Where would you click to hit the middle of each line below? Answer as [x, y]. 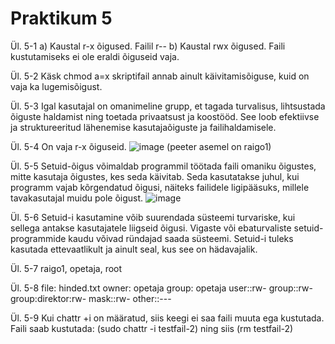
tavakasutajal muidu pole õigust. [77, 198]
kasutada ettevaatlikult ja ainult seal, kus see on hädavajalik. [134, 249]
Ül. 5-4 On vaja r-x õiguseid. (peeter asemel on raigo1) [141, 146]
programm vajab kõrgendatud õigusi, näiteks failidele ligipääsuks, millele [160, 187]
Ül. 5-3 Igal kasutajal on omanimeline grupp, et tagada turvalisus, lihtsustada [168, 106]
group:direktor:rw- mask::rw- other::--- [91, 298]
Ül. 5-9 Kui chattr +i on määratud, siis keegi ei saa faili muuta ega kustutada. [167, 318]
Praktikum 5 [61, 18]
